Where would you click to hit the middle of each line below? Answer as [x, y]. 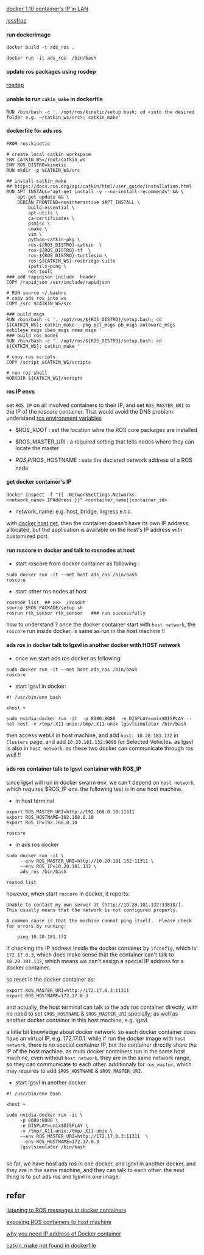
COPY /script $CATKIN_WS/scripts [49, 362]
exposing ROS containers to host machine [59, 1222]
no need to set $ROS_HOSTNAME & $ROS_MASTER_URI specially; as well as [92, 1013]
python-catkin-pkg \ [54, 239]
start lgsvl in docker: [41, 686]
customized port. [28, 536]
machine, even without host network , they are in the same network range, [99, 1058]
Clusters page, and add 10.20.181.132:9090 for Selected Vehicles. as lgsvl [100, 742]
